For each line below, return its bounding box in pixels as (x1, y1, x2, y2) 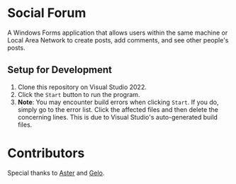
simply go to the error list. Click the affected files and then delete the (17, 105, 218, 114)
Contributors (7, 145, 85, 161)
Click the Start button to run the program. (17, 90, 140, 98)
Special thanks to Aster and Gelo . (7, 168, 105, 177)
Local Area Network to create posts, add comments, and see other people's (7, 35, 229, 44)
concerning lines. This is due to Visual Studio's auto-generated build (17, 113, 218, 121)
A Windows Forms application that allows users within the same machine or (7, 28, 228, 37)
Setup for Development (7, 64, 112, 76)
